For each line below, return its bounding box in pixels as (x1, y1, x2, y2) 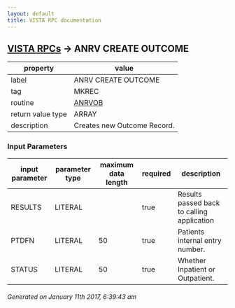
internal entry (177, 235, 222, 245)
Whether (177, 255, 206, 265)
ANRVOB (73, 98, 104, 108)
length (106, 177, 128, 187)
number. (177, 244, 206, 254)
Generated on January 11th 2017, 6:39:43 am (7, 293, 137, 301)
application (177, 215, 215, 225)
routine (10, 98, 34, 108)
